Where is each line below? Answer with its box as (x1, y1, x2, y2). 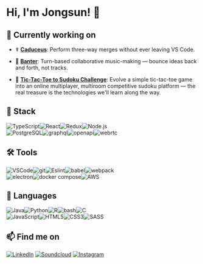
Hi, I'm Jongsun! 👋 (6, 5, 100, 19)
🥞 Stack (6, 106, 36, 117)
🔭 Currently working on (6, 30, 96, 40)
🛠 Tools (6, 147, 38, 158)
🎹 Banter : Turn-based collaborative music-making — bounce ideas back (15, 58, 197, 64)
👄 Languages (6, 191, 57, 201)
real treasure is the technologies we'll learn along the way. (15, 89, 161, 96)
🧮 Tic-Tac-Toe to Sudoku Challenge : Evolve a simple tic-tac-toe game (15, 76, 193, 83)
